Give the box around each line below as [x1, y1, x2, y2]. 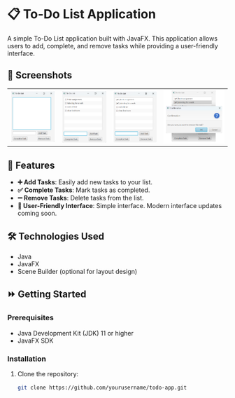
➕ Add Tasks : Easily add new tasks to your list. [17, 178, 152, 186]
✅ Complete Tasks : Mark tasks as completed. [17, 186, 150, 194]
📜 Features [7, 159, 55, 171]
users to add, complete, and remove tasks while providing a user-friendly [7, 41, 218, 50]
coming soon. [17, 209, 57, 218]
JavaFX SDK [17, 336, 54, 345]
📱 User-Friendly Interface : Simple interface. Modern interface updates [17, 202, 222, 210]
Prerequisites [7, 313, 54, 323]
